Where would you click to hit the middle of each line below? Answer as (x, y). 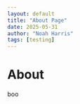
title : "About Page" (38, 20)
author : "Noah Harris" (40, 33)
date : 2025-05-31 (33, 27)
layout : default (31, 14)
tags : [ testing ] (31, 40)
